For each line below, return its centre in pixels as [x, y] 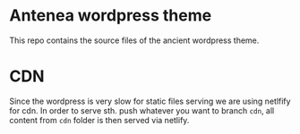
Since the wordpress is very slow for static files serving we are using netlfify [150, 101]
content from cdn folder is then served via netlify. [99, 120]
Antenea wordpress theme [111, 16]
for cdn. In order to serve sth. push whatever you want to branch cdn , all [142, 110]
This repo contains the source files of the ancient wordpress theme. [134, 40]
